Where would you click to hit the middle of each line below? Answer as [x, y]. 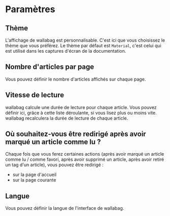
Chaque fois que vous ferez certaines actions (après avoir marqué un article [85, 154]
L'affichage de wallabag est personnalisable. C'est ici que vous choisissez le [85, 40]
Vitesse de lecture [35, 95]
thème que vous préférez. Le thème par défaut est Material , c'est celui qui [83, 46]
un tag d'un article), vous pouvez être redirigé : [55, 165]
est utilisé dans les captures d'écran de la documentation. [66, 51]
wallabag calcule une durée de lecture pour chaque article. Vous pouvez [81, 107]
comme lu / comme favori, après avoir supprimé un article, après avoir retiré [85, 159]
